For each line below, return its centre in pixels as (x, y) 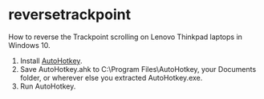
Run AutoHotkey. (48, 86)
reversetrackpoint (69, 15)
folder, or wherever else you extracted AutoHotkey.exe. (111, 77)
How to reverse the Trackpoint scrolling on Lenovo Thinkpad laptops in (126, 37)
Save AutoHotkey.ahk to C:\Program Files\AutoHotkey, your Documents (138, 69)
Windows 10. (29, 45)
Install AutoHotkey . (51, 61)
